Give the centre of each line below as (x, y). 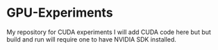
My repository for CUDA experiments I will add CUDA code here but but (109, 32)
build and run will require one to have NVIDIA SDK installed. (91, 39)
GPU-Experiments (60, 13)
